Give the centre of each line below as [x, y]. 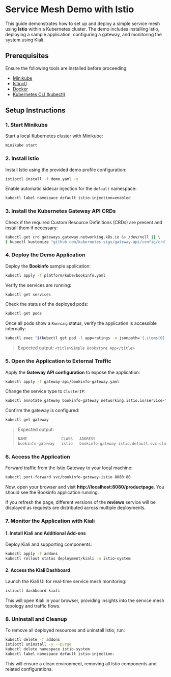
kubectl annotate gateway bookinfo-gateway [52, 401]
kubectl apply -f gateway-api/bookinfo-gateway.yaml [62, 381]
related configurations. [29, 669]
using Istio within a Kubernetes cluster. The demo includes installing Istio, [82, 29]
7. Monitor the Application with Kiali [50, 521]
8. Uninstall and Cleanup [36, 619]
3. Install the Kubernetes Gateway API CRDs [61, 211]
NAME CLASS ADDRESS [56, 439]
